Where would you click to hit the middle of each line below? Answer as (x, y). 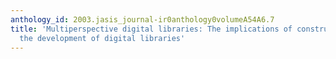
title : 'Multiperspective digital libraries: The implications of (151, 29)
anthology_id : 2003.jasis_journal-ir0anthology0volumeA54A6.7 (142, 19)
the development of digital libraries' (102, 38)
